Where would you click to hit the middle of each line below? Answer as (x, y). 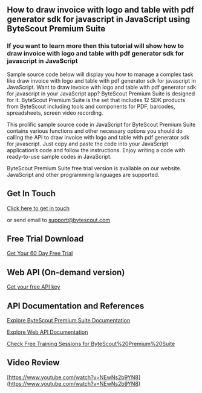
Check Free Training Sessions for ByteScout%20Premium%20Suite (91, 343)
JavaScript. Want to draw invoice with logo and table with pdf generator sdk (102, 87)
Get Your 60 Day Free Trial (40, 254)
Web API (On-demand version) (66, 272)
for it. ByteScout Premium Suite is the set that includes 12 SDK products (96, 100)
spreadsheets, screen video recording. (55, 113)
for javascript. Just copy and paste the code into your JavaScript (88, 144)
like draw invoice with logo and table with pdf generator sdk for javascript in (101, 80)
